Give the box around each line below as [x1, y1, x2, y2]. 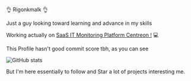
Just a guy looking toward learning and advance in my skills [6, 20, 152, 27]
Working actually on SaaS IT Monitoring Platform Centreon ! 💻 [6, 31, 159, 38]
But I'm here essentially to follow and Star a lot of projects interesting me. [6, 68, 186, 75]
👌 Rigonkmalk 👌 [6, 6, 49, 13]
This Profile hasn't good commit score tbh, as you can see [6, 45, 149, 52]
